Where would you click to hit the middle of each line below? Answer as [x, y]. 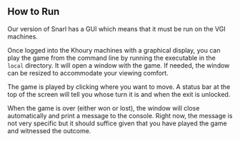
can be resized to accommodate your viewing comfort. [88, 73]
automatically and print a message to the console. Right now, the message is [120, 115]
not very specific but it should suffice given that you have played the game [117, 123]
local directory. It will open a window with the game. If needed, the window [119, 65]
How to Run [34, 12]
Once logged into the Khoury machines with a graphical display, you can [114, 50]
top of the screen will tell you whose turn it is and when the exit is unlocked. [119, 94]
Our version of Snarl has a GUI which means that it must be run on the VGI [117, 28]
